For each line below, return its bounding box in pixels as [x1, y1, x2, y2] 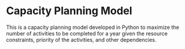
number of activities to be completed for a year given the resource [6, 30, 168, 37]
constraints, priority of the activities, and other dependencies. [6, 36, 157, 43]
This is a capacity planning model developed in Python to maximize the [6, 24, 179, 31]
